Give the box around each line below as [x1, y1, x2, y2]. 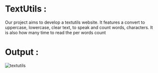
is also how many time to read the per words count [5, 29, 106, 35]
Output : [5, 47, 39, 58]
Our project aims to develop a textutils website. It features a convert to [5, 19, 145, 25]
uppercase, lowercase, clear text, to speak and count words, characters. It [5, 24, 153, 30]
